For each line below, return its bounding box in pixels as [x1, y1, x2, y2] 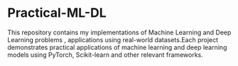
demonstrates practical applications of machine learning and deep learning [7, 43, 227, 51]
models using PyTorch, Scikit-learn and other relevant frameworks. [7, 51, 204, 59]
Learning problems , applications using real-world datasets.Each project [7, 35, 219, 44]
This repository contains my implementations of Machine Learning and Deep [7, 28, 232, 37]
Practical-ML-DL [7, 5, 107, 21]
